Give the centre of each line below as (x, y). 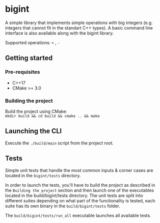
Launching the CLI (34, 131)
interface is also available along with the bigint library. (59, 33)
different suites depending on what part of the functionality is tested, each (80, 200)
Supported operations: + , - (32, 42)
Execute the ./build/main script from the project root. (59, 143)
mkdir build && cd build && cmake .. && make (52, 116)
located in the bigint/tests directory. (43, 175)
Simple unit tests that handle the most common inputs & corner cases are (79, 170)
